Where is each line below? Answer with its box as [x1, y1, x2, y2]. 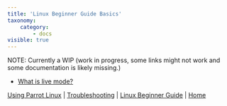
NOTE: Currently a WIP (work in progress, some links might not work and [7, 56, 221, 64]
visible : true [7, 37, 50, 44]
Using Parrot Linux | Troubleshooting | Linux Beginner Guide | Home [7, 91, 206, 100]
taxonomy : [7, 17, 37, 24]
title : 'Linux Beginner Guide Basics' [7, 10, 122, 18]
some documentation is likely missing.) [7, 64, 121, 72]
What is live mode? [17, 77, 73, 86]
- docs [33, 30, 52, 37]
